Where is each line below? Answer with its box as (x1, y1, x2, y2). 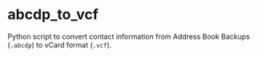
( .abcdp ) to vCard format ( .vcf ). (7, 40, 112, 49)
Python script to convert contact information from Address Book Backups (7, 32, 250, 41)
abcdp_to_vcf (7, 6, 99, 24)
